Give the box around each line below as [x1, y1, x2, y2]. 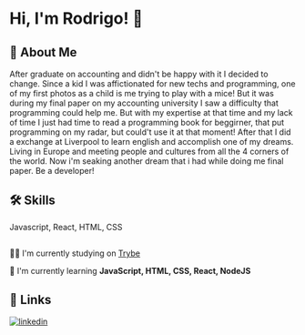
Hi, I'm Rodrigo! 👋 [9, 8, 144, 29]
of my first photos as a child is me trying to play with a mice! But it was [9, 88, 275, 98]
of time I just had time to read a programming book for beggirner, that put [9, 117, 285, 127]
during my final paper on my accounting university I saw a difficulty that [9, 97, 280, 108]
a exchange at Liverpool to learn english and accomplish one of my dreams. [9, 137, 294, 147]
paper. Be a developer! [9, 166, 95, 176]
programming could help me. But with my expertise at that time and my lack [9, 107, 293, 117]
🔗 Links [9, 291, 52, 308]
